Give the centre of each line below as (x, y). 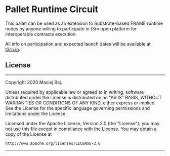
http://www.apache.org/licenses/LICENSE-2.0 (53, 143)
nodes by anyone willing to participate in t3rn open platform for (71, 28)
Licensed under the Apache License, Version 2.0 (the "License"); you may (82, 123)
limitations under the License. (36, 113)
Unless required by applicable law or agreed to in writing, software (75, 92)
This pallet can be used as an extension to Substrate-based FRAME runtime (84, 23)
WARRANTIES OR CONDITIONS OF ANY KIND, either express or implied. (80, 103)
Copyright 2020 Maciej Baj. (34, 82)
